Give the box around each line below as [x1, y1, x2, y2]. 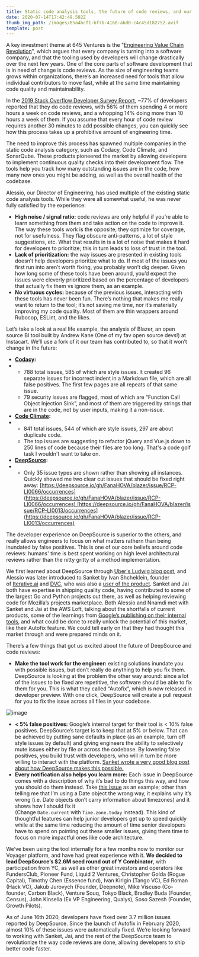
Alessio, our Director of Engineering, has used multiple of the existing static [6, 189, 191, 196]
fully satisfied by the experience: [6, 202, 86, 209]
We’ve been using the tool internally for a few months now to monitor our [6, 846, 184, 853]
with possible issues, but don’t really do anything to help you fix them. [14, 666, 185, 673]
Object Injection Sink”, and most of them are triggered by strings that [23, 400, 191, 407]
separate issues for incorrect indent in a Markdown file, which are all [23, 375, 191, 382]
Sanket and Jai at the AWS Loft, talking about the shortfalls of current [6, 606, 175, 613]
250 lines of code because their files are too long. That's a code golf [23, 444, 191, 451]
